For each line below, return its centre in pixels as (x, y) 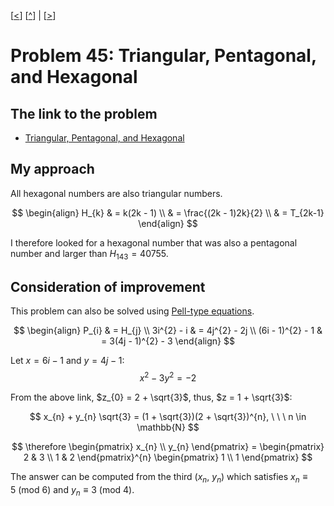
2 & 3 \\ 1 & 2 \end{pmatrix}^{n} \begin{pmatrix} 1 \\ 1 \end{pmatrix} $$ (168, 457)
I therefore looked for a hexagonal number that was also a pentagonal (154, 242)
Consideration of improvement (108, 287)
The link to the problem (84, 113)
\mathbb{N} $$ (168, 427)
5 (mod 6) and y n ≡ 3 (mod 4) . (72, 490)
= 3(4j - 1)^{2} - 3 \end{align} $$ (168, 341)
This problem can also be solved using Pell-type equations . (132, 311)
